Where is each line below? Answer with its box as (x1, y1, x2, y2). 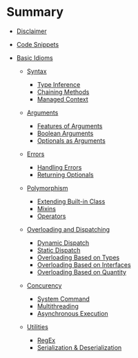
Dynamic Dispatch (37, 239, 90, 247)
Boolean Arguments (37, 129, 94, 137)
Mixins (37, 204, 57, 212)
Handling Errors (37, 163, 82, 171)
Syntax (26, 67, 47, 75)
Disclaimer (16, 27, 48, 35)
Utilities (26, 322, 49, 331)
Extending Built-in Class (37, 197, 106, 206)
